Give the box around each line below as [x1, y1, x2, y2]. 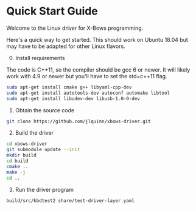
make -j [6, 169, 26, 175]
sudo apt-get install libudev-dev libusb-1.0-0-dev [6, 95, 140, 101]
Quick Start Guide [6, 4, 99, 18]
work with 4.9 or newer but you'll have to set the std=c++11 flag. [6, 72, 167, 80]
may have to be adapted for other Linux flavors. [6, 42, 126, 50]
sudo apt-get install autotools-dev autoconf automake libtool [6, 90, 170, 96]
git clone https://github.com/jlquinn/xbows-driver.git [6, 118, 151, 124]
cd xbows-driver [6, 141, 47, 147]
